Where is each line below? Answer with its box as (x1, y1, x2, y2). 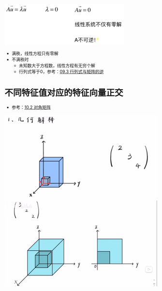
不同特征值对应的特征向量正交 (4, 88, 124, 98)
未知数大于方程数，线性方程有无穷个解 (18, 62, 95, 68)
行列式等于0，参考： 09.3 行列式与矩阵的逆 (18, 69, 104, 74)
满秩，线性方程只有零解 (11, 50, 59, 56)
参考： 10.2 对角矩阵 (11, 104, 51, 110)
